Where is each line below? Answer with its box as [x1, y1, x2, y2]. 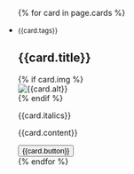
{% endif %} [17, 92, 64, 103]
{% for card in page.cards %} [17, 8, 126, 18]
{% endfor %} [17, 155, 69, 167]
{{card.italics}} [17, 110, 72, 121]
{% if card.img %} [17, 74, 84, 84]
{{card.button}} [21, 146, 70, 155]
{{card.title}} [17, 51, 91, 66]
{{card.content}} [17, 127, 78, 138]
